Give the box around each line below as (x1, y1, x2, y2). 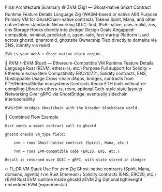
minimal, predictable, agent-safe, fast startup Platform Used (29, 32, 149, 38)
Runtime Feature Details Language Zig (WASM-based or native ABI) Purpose (5, 12, 158, 17)
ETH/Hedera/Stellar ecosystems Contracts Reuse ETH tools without (5, 81, 140, 86)
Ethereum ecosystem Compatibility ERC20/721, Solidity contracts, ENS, (5, 70, 147, 76)
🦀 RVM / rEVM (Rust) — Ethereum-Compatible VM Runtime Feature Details (5, 60, 154, 66)
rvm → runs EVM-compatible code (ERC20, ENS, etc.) (14, 149, 120, 154)
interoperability (5, 96, 35, 102)
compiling (5, 86, 25, 92)
